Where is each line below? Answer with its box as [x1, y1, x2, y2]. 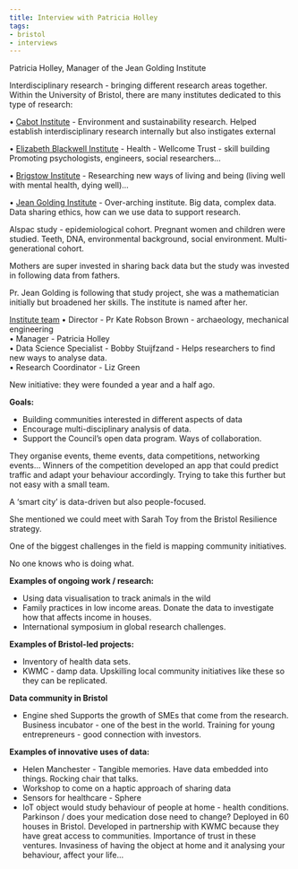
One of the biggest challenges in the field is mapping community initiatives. [9, 541, 287, 552]
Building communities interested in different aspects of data [21, 414, 243, 425]
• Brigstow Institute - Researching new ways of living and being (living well [9, 170, 285, 181]
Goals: [9, 396, 34, 408]
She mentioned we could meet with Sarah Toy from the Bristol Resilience [9, 514, 277, 525]
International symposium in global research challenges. [21, 621, 226, 632]
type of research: [9, 100, 73, 110]
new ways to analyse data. [9, 352, 107, 363]
